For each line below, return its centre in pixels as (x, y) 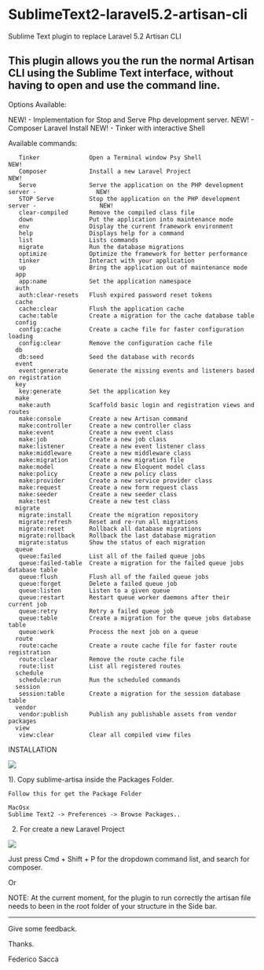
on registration (35, 377)
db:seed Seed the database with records (106, 357)
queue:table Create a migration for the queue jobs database (135, 618)
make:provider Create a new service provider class (115, 481)
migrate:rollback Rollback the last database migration (117, 536)
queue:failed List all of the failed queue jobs (112, 556)
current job (27, 604)
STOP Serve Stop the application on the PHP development (130, 199)
